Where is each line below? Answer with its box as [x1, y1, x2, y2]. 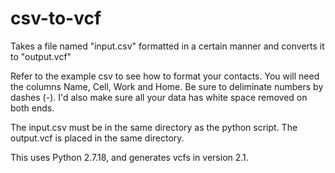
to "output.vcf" [10, 50, 72, 62]
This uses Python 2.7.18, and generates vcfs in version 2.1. [10, 151, 249, 163]
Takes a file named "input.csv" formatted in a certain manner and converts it [10, 40, 325, 52]
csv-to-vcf [10, 7, 102, 30]
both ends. [10, 102, 55, 114]
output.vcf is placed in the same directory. [10, 132, 185, 144]
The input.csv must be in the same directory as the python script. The [10, 121, 298, 133]
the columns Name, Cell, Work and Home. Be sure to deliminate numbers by [10, 80, 324, 92]
